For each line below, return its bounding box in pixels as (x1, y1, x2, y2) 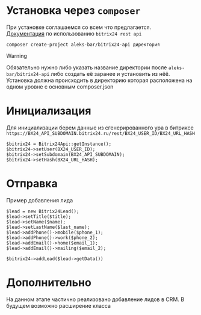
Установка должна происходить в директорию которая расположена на (6, 76, 193, 84)
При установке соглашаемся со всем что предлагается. (6, 23, 152, 31)
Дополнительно (6, 276, 91, 289)
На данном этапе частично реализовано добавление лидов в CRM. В (6, 296, 185, 303)
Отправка (6, 177, 58, 190)
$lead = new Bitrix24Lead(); (6, 208, 79, 214)
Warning (6, 52, 27, 59)
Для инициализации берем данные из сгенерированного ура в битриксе (6, 124, 194, 131)
